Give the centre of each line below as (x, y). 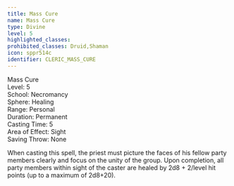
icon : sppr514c (30, 53)
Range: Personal (31, 109)
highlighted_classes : (39, 40)
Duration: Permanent (38, 117)
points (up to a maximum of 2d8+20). (62, 175)
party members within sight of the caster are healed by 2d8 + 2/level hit (112, 167)
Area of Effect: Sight (37, 131)
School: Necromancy (38, 94)
